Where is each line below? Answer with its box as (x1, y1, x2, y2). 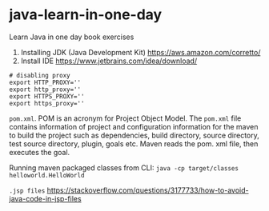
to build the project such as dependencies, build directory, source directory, (9, 130, 259, 140)
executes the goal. (9, 147, 70, 157)
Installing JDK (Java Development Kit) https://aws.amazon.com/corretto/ (20, 47, 261, 57)
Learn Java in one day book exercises (9, 32, 134, 42)
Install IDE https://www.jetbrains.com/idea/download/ (20, 56, 198, 66)
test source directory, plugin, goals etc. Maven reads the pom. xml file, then (9, 138, 259, 149)
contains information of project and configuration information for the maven (9, 121, 259, 131)
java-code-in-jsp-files (9, 193, 82, 203)
